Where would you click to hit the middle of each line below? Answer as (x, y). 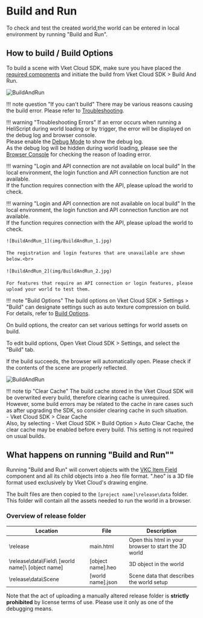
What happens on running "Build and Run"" (90, 455)
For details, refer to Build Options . (48, 313)
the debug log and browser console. (51, 135)
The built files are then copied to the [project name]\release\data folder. (97, 494)
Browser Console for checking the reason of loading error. (79, 154)
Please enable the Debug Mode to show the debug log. (75, 141)
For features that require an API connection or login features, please (100, 283)
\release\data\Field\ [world (42, 561)
